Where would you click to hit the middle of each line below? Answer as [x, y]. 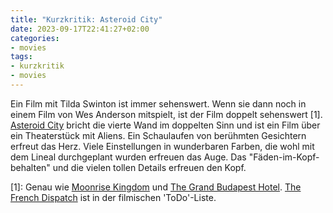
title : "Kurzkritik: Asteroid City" [86, 19]
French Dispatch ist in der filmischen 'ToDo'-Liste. [113, 197]
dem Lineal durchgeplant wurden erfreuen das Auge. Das [128, 157]
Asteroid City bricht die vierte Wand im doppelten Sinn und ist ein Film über [165, 125]
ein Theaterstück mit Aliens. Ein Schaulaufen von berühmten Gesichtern [158, 135]
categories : [35, 38]
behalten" [30, 167]
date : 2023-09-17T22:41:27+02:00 [80, 29]
